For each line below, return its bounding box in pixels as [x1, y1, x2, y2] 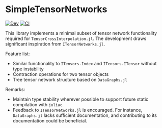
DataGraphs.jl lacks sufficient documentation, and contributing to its [12, 112, 157, 118]
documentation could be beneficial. [12, 117, 88, 123]
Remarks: [5, 86, 25, 92]
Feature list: [5, 51, 30, 57]
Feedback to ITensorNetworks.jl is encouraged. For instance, [12, 107, 143, 113]
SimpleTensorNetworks [5, 4, 107, 15]
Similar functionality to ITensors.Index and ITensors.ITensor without [12, 60, 157, 66]
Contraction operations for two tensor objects [12, 71, 109, 77]
